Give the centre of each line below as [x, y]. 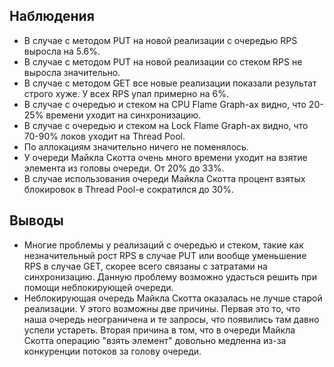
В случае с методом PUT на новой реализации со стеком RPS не [163, 61]
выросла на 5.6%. [62, 51]
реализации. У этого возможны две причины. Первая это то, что [162, 308]
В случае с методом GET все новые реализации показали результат [170, 83]
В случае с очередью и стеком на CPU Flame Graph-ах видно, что [165, 104]
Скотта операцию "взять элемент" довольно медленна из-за [155, 340]
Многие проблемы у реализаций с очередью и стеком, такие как [163, 245]
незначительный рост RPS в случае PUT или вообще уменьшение [165, 255]
